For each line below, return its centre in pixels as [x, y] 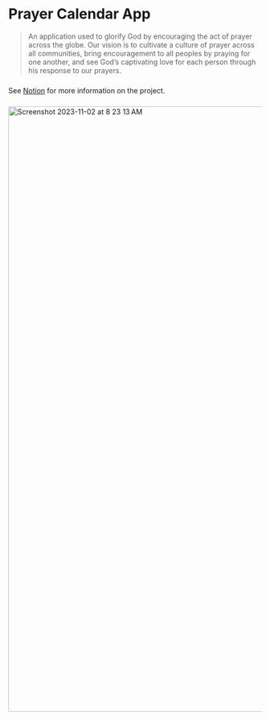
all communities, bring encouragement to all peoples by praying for [139, 53]
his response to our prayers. [75, 70]
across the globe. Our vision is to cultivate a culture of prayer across [141, 44]
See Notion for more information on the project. [87, 90]
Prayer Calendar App [80, 14]
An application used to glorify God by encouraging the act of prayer [140, 36]
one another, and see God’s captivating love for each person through [142, 62]
